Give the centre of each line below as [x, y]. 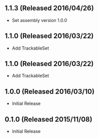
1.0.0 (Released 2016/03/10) [49, 91]
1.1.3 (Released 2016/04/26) [49, 8]
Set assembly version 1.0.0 [39, 20]
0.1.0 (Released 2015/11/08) [48, 119]
